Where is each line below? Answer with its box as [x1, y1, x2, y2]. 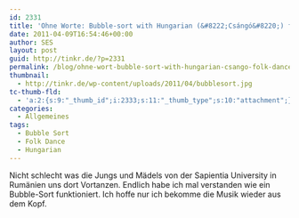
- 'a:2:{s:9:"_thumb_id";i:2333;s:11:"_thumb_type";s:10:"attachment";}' [17, 95, 296, 105]
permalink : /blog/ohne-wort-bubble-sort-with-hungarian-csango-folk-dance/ [9, 63, 296, 72]
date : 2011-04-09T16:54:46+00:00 [9, 29, 133, 38]
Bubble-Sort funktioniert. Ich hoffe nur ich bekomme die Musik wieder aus [9, 189, 282, 199]
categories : [9, 104, 53, 113]
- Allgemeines [17, 112, 69, 121]
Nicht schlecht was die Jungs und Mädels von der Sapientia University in [9, 170, 278, 181]
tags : [9, 121, 29, 130]
